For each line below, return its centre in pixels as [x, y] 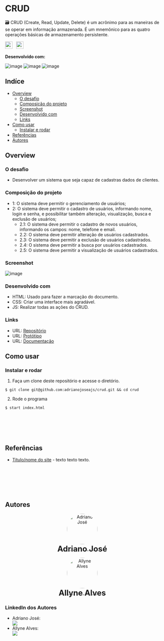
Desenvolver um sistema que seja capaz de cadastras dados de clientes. [86, 180]
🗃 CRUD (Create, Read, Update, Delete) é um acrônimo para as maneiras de [82, 22]
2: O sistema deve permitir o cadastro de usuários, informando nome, [82, 208]
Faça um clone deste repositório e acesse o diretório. [66, 381]
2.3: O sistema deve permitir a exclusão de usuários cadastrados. [85, 240]
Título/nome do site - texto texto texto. [51, 460]
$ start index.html [25, 408]
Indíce [15, 81]
